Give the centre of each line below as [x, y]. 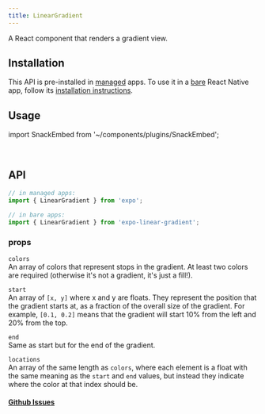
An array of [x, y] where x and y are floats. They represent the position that [132, 297]
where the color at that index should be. [73, 384]
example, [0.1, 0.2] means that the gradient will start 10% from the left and [132, 314]
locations [25, 359]
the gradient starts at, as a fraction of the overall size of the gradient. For [127, 305]
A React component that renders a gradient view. [88, 38]
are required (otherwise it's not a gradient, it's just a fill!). [100, 275]
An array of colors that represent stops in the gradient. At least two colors [128, 266]
